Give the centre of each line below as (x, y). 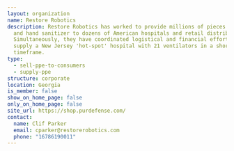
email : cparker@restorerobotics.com (67, 130)
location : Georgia (34, 85)
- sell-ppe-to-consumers (49, 65)
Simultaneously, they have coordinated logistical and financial (110, 40)
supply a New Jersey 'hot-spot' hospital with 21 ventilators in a (114, 46)
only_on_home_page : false (45, 104)
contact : (20, 117)
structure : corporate (39, 78)
